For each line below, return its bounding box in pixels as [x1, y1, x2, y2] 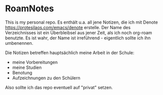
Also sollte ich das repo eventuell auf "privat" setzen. [5, 84, 113, 90]
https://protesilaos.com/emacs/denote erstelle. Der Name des [5, 24, 131, 30]
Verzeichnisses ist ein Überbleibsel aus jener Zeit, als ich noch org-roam [5, 30, 153, 35]
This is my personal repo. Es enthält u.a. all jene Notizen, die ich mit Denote [5, 19, 158, 25]
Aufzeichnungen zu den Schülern [12, 75, 80, 81]
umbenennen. [5, 40, 33, 46]
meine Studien [12, 64, 42, 70]
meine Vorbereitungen [12, 59, 58, 65]
